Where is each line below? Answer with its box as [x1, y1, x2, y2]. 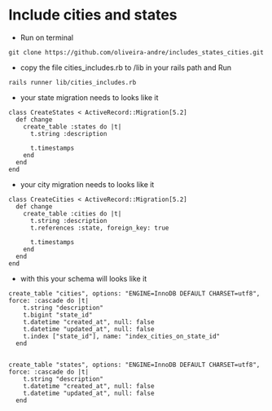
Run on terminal [20, 33, 74, 42]
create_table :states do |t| [23, 122, 122, 131]
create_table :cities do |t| [23, 209, 122, 217]
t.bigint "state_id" [23, 311, 93, 319]
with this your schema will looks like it [20, 273, 147, 283]
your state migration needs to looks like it [20, 92, 159, 103]
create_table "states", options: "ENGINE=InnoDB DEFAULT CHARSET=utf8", [8, 361, 261, 369]
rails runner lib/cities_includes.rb [8, 78, 137, 86]
